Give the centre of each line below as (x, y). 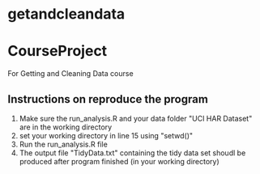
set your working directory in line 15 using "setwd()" (106, 135)
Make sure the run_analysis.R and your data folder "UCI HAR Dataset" (136, 118)
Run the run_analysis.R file (64, 144)
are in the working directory (66, 127)
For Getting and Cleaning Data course (71, 74)
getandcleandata (66, 14)
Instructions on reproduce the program (108, 99)
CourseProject (58, 51)
